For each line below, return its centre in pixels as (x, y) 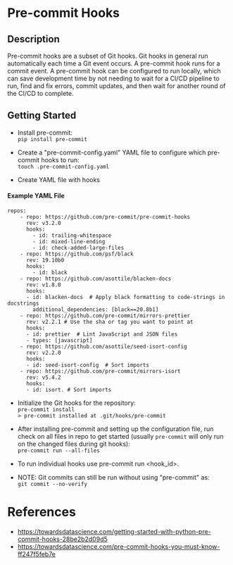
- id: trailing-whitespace (72, 236)
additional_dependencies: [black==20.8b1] (96, 310)
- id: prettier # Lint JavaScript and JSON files (102, 334)
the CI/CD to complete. (40, 93)
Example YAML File (36, 196)
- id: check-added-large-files (78, 248)
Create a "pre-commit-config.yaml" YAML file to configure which (112, 152)
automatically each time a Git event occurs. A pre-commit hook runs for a (114, 63)
